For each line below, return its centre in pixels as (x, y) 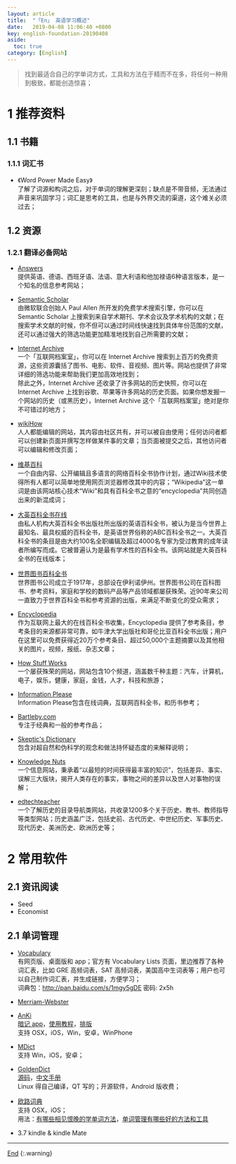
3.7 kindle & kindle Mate (52, 1133)
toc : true (28, 46)
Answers (30, 268)
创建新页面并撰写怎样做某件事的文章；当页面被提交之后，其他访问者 (128, 441)
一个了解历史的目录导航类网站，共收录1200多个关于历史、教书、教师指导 (123, 810)
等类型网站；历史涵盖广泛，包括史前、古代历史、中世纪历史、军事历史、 (122, 819)
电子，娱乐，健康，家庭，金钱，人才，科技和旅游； (91, 680)
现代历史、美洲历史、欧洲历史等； (67, 827)
